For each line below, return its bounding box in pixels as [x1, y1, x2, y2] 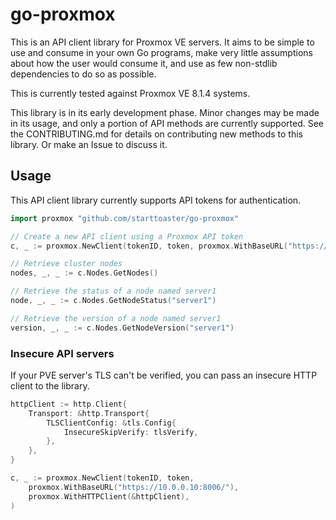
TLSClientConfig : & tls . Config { [46, 418, 177, 428]
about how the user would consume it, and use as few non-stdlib [10, 57, 278, 69]
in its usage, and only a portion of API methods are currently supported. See [10, 117, 325, 129]
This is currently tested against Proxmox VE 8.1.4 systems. [10, 87, 251, 99]
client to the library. [10, 379, 90, 392]
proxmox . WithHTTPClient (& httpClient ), [28, 491, 190, 502]
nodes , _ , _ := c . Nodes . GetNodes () [10, 268, 159, 278]
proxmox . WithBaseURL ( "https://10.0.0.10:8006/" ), [28, 482, 240, 492]
